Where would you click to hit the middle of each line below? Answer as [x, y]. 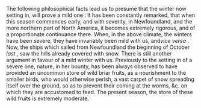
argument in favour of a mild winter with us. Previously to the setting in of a [99, 60]
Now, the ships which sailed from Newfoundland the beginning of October [98, 47]
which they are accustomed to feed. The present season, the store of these [100, 92]
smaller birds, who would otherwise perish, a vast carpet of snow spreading [100, 79]
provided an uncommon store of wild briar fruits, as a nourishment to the [96, 73]
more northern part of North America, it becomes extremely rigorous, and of [101, 28]
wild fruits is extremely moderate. [48, 98]
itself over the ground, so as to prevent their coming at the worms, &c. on [97, 86]
